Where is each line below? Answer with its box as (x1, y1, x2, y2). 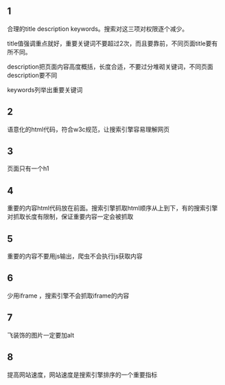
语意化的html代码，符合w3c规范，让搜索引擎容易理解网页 (7, 125, 170, 133)
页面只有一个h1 (7, 164, 49, 173)
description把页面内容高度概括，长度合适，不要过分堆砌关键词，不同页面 (7, 62, 214, 71)
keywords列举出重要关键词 (7, 85, 83, 93)
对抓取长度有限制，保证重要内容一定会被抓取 (7, 212, 134, 221)
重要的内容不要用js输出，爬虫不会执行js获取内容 (7, 252, 143, 261)
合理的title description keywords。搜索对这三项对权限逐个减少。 (7, 24, 189, 33)
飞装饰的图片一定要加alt (7, 331, 75, 339)
